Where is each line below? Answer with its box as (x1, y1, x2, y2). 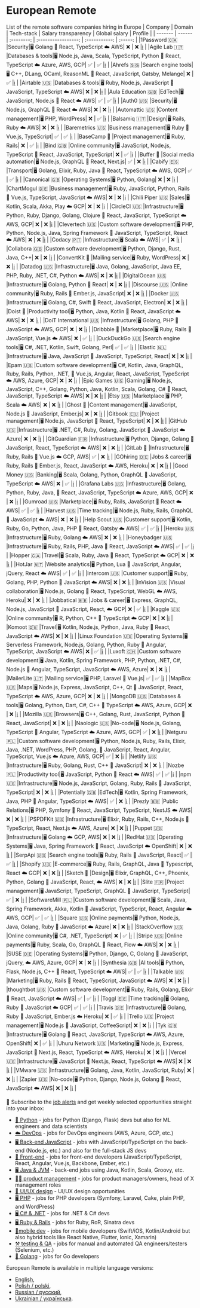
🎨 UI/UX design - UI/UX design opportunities (14, 1187, 125, 1194)
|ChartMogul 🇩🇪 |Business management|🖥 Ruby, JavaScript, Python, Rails (6, 185, 190, 192)
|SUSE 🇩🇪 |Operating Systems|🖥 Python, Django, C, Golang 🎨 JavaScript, (6, 950, 189, 957)
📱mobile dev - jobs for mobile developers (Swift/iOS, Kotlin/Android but (14, 1227, 190, 1234)
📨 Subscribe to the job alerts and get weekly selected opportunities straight (6, 1098, 192, 1105)
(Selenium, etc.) (14, 1246, 54, 1253)
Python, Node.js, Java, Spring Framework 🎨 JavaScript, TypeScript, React (6, 229, 188, 236)
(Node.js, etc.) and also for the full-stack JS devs (26, 1147, 147, 1154)
